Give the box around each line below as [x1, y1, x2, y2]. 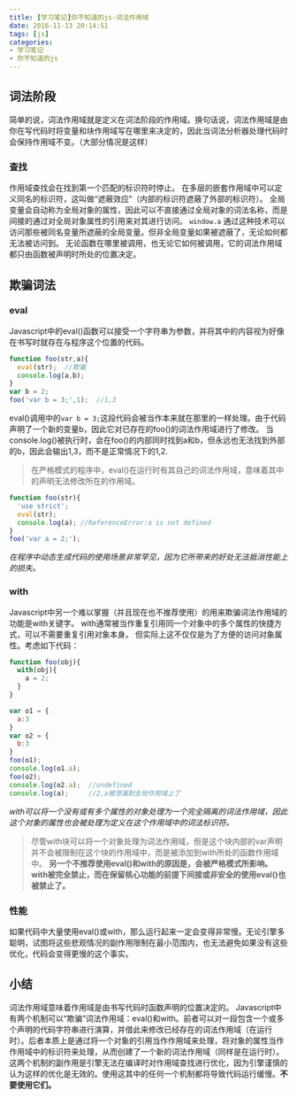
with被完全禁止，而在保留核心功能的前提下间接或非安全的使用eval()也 [30, 869, 286, 879]
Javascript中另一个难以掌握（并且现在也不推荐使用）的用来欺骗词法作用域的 [9, 607, 287, 617]
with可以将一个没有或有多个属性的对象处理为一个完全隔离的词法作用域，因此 [9, 806, 288, 816]
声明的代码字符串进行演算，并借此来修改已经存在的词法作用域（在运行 [16, 1024, 272, 1034]
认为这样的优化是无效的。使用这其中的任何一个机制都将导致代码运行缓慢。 [9, 1068, 280, 1079]
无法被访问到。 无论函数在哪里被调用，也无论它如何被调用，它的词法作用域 [9, 238, 283, 249]
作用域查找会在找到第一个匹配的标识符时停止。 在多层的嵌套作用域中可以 [9, 182, 275, 193]
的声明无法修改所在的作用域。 [30, 476, 140, 487]
